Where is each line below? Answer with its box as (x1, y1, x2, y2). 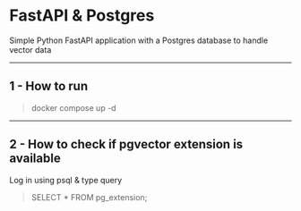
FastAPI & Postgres (9, 5, 155, 26)
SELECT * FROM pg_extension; (30, 191, 148, 202)
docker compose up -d (30, 102, 116, 113)
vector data (9, 44, 52, 55)
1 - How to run (9, 79, 88, 94)
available (9, 151, 61, 166)
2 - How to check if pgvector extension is (9, 137, 244, 152)
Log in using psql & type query (9, 174, 123, 185)
